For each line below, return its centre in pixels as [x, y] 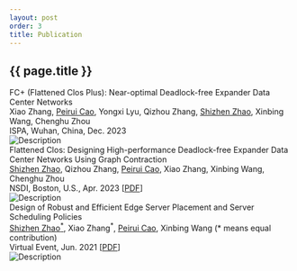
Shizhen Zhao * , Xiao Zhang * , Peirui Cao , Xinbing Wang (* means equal [140, 227]
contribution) [33, 237]
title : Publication [46, 34]
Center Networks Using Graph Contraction [88, 159]
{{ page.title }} [51, 71]
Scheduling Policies [46, 217]
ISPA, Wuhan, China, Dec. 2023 [68, 131]
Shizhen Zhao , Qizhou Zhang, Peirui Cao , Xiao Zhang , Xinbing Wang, [137, 169]
